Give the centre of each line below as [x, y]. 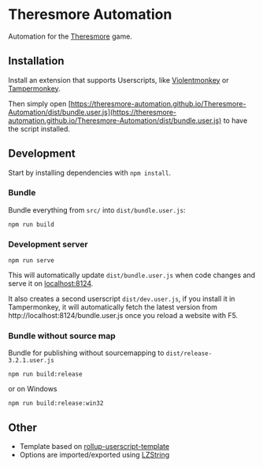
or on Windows [33, 389]
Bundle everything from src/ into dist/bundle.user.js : [97, 209]
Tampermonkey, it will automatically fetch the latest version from [113, 307]
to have [235, 120]
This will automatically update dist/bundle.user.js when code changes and [132, 275]
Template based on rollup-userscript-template [94, 447]
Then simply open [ [40, 103]
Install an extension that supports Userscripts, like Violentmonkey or [119, 80]
